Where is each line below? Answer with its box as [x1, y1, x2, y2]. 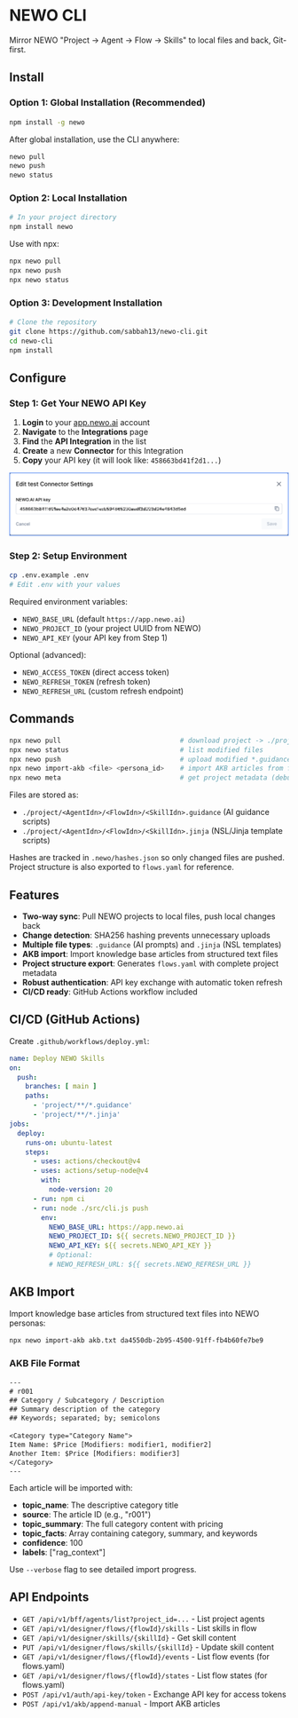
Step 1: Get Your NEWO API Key [9, 397, 146, 409]
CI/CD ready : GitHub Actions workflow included [21, 986, 198, 997]
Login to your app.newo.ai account [21, 417, 151, 428]
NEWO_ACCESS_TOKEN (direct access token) [21, 667, 170, 677]
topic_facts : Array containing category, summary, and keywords [21, 1528, 258, 1539]
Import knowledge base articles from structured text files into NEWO [9, 1308, 260, 1318]
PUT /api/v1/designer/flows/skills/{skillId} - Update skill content [21, 1642, 275, 1652]
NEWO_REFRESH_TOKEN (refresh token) [21, 677, 151, 687]
